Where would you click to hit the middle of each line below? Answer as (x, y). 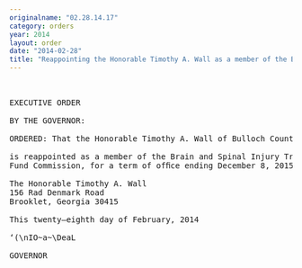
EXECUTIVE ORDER (45, 103)
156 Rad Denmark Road (57, 193)
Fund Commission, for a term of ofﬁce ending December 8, (140, 166)
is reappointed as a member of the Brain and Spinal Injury (145, 157)
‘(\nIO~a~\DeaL (43, 238)
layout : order (36, 43)
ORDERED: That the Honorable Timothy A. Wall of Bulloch (138, 139)
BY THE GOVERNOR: (47, 121)
